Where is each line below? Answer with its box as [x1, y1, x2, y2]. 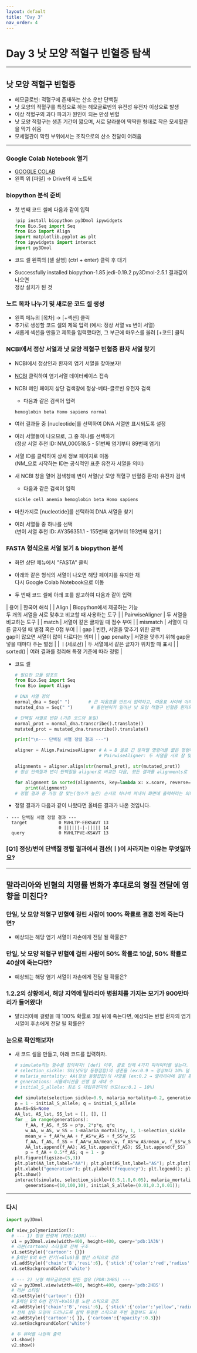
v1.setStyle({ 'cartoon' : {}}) [11, 1249, 85, 1255]
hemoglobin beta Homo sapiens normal [14, 409, 107, 415]
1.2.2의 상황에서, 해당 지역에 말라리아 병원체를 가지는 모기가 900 [6, 989, 178, 997]
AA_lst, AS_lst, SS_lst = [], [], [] [14, 1111, 107, 1117]
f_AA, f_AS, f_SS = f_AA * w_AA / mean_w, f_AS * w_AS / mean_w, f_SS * [25, 1139, 184, 1145]
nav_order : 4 [6, 19, 38, 25]
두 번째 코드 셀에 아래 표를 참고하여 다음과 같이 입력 [14, 591, 132, 598]
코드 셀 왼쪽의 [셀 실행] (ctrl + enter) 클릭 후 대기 [14, 256, 127, 263]
